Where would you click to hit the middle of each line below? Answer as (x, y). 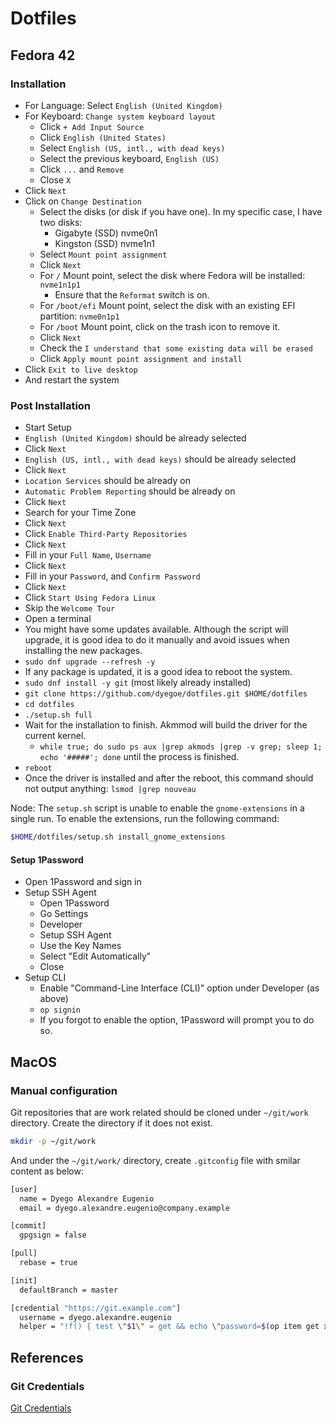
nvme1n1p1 (60, 285)
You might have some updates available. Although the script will (156, 629)
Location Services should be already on (107, 481)
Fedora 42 (43, 55)
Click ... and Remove (82, 169)
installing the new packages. (83, 651)
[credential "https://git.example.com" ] (96, 1308)
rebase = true (48, 1263)
